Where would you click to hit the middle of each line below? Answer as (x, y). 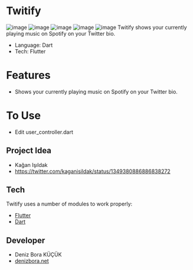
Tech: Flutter (30, 51)
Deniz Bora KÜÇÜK (38, 255)
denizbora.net (32, 261)
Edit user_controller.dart (44, 132)
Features (28, 75)
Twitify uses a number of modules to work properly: (69, 204)
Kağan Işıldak (31, 165)
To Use (24, 116)
